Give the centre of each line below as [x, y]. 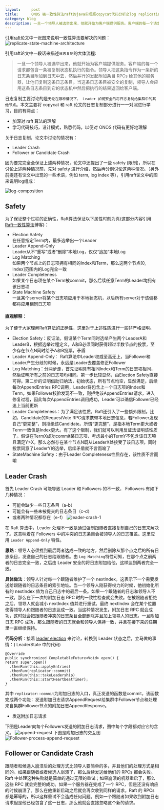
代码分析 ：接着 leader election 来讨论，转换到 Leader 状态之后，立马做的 [79, 638]
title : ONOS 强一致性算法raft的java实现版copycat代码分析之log [71, 14]
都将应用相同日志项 [31, 304]
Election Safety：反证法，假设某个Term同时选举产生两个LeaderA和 [79, 338]
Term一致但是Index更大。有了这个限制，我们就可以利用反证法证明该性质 [85, 430]
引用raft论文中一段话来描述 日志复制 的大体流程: [51, 53]
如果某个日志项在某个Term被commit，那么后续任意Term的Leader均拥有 [84, 281]
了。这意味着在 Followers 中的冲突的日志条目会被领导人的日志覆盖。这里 [78, 534]
